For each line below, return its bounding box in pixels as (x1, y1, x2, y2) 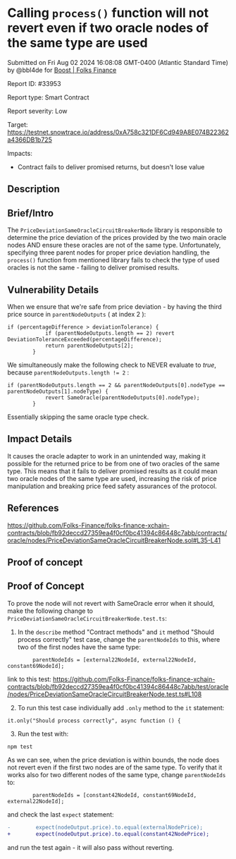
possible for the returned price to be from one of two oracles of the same (7, 459, 220, 468)
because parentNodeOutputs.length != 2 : (7, 368, 130, 377)
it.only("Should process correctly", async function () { (7, 717, 181, 724)
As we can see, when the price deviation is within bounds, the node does (7, 755, 220, 764)
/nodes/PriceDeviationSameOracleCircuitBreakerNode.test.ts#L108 (7, 690, 202, 698)
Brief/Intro (7, 207, 54, 219)
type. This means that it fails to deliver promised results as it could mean (7, 467, 218, 475)
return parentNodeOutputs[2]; (44, 342, 134, 349)
